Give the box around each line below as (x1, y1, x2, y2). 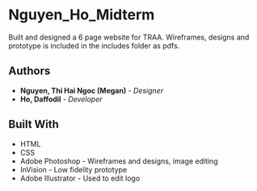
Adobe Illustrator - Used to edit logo (19, 173, 141, 183)
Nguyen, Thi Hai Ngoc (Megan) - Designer (19, 85, 164, 95)
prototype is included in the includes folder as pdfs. (8, 40, 180, 50)
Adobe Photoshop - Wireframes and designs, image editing (19, 156, 218, 166)
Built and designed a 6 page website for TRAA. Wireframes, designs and (8, 32, 250, 42)
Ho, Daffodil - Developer (19, 94, 103, 104)
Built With (8, 118, 59, 131)
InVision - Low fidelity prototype (19, 164, 128, 174)
